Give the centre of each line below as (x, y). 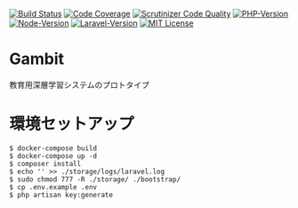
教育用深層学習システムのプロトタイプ (79, 84)
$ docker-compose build (53, 148)
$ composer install (45, 164)
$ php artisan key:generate (61, 195)
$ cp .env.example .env (53, 187)
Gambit (37, 59)
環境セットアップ (72, 124)
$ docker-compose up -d (53, 156)
